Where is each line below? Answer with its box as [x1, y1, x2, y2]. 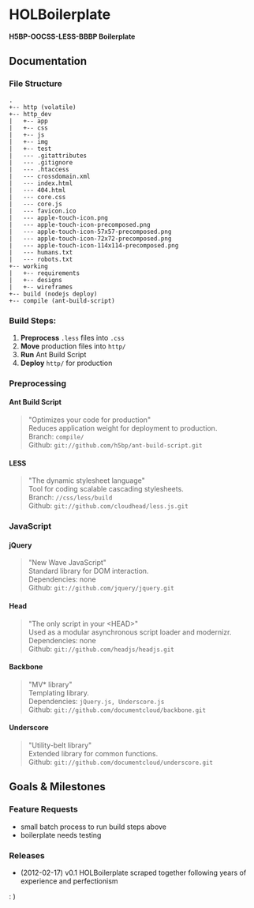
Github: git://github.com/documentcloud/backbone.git [28, 705, 207, 714]
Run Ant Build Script [20, 349, 87, 359]
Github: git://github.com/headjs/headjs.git [28, 644, 174, 654]
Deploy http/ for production [20, 358, 113, 367]
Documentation [9, 55, 88, 68]
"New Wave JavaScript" [28, 558, 107, 567]
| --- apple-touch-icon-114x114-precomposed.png [9, 241, 179, 250]
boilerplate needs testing [20, 830, 102, 839]
